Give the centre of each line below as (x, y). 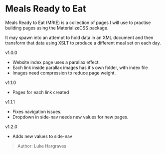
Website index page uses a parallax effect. (56, 62)
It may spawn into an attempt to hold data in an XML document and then (79, 37)
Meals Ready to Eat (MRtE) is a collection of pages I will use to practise (78, 22)
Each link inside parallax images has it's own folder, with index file (80, 67)
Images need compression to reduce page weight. (64, 72)
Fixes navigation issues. (37, 111)
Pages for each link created (41, 92)
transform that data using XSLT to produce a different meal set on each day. (83, 42)
